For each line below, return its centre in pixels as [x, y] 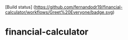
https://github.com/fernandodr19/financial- [79, 7]
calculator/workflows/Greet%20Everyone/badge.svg [59, 12]
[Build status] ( [20, 7]
